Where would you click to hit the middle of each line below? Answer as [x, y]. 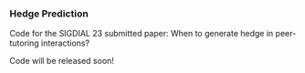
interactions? [65, 43]
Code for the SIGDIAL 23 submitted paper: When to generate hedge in [142, 34]
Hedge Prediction [49, 14]
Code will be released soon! [62, 61]
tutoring [24, 43]
